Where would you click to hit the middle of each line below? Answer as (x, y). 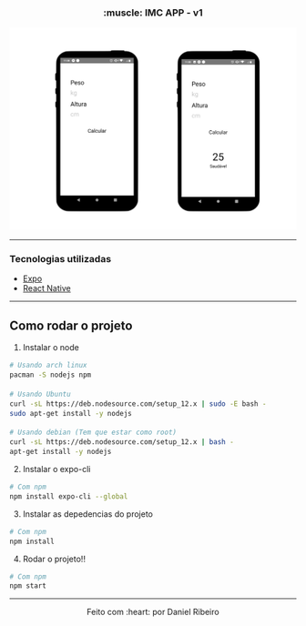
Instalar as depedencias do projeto (87, 514)
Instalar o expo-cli (56, 469)
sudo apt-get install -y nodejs (71, 413)
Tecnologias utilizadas (61, 259)
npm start (28, 586)
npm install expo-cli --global (69, 496)
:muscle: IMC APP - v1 (153, 13)
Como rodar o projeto (71, 325)
